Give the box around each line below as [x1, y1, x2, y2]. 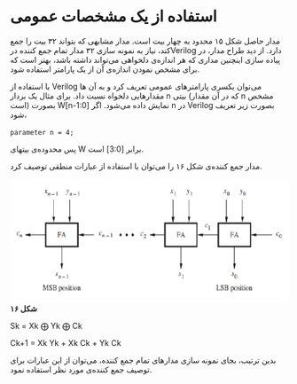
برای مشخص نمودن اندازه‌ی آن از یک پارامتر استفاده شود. [10, 64, 200, 74]
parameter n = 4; [10, 128, 74, 137]
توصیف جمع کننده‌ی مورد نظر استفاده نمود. [10, 364, 152, 374]
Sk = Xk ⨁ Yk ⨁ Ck [10, 320, 82, 331]
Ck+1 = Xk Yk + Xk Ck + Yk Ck [10, 337, 122, 348]
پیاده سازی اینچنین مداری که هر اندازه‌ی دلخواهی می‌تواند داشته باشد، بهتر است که [10, 54, 281, 65]
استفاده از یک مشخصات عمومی [10, 6, 218, 27]
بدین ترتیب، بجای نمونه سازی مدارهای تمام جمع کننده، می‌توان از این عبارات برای [10, 355, 277, 365]
